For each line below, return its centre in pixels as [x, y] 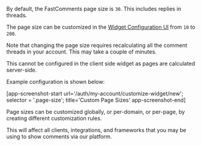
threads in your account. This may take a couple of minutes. [82, 52]
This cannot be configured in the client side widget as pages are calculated [101, 64]
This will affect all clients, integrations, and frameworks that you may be [97, 130]
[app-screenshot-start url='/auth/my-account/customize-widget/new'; [95, 93]
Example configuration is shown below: [56, 82]
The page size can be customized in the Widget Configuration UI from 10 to [101, 27]
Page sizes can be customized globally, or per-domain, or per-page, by [96, 112]
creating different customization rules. [54, 118]
